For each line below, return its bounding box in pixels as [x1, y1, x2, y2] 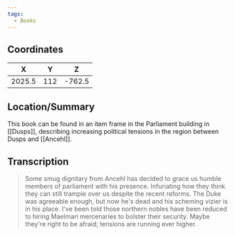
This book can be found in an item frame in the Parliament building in [7, 120, 210, 128]
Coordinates [7, 43, 64, 56]
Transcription [7, 155, 69, 167]
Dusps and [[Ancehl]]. [7, 135, 73, 143]
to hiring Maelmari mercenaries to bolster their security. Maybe [24, 211, 210, 221]
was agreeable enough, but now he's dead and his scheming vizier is [24, 197, 228, 205]
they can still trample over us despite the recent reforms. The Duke [24, 189, 221, 198]
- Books [14, 17, 37, 24]
